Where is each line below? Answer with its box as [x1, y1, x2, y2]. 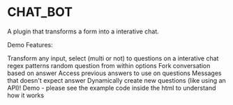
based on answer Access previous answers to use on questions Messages [7, 69, 222, 77]
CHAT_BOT [7, 4, 73, 20]
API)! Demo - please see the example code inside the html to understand [7, 83, 216, 92]
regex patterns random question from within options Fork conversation [7, 61, 211, 70]
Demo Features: [7, 40, 54, 49]
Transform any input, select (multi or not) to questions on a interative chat [7, 54, 219, 63]
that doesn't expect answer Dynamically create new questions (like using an [7, 76, 227, 84]
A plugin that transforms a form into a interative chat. [7, 27, 159, 35]
